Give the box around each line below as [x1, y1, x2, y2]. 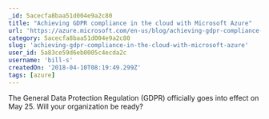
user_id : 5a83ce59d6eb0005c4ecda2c [8, 49, 127, 57]
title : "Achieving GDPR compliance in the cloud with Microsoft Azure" [8, 19, 252, 27]
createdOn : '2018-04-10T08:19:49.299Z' [8, 64, 142, 72]
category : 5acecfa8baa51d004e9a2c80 [8, 34, 130, 42]
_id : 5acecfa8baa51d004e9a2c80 [8, 11, 113, 20]
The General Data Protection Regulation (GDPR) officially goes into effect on [8, 93, 259, 102]
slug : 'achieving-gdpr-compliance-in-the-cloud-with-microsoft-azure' [8, 42, 249, 50]
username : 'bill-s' [8, 57, 74, 65]
